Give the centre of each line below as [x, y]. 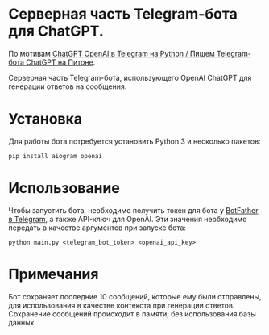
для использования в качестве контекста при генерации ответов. [122, 305]
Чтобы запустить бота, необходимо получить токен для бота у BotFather [133, 210]
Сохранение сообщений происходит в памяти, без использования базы [132, 314]
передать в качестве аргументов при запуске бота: [97, 228]
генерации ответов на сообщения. [68, 86]
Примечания [54, 274]
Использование [64, 188]
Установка [46, 119]
